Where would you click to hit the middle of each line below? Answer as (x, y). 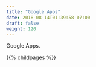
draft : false (23, 23)
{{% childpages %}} (31, 57)
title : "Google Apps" (34, 12)
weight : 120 (21, 29)
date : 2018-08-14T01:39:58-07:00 (48, 18)
